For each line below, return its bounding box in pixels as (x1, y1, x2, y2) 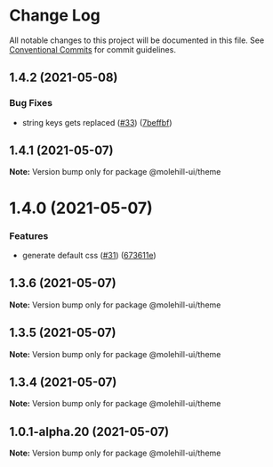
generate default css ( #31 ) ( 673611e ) (21, 250, 157, 260)
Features (9, 229, 49, 242)
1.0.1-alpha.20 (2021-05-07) (9, 424, 170, 439)
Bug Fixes (9, 97, 53, 110)
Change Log (9, 5, 100, 26)
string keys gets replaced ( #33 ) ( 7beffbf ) (21, 117, 173, 127)
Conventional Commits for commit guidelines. (9, 44, 176, 54)
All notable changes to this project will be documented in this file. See (9, 35, 265, 45)
